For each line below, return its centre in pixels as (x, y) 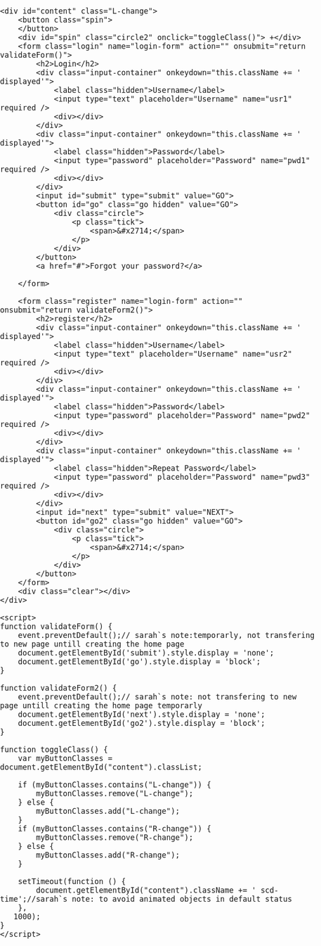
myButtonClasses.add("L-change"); (108, 811)
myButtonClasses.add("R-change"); (108, 855)
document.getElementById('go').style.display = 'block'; (139, 661)
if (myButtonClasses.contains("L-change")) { (115, 785)
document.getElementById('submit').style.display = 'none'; (146, 653)
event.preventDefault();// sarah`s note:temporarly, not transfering (166, 635)
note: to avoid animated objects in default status (182, 899)
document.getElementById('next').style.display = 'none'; (142, 714)
